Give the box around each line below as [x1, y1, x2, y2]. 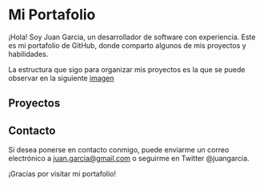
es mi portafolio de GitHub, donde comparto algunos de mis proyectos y [8, 40, 246, 50]
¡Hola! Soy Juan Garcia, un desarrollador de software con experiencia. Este [8, 32, 256, 42]
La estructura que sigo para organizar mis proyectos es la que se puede [8, 64, 246, 74]
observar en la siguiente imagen [8, 73, 114, 83]
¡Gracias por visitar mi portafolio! [8, 169, 117, 179]
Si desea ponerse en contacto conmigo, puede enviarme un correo [8, 145, 230, 155]
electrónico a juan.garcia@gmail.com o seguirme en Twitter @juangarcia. [8, 154, 250, 164]
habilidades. [8, 49, 49, 59]
